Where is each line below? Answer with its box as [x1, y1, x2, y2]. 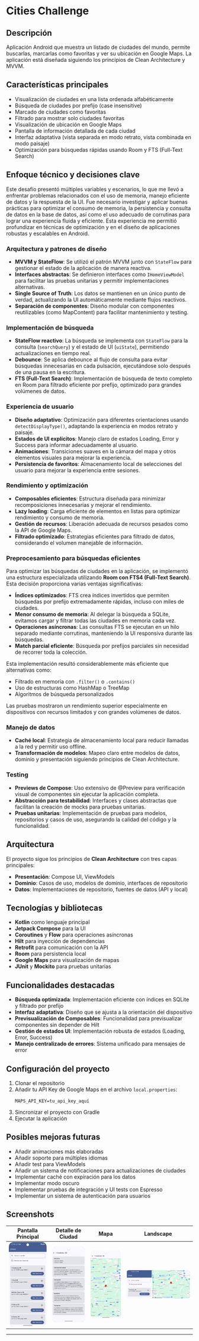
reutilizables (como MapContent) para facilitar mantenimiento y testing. [14, 308, 189, 316]
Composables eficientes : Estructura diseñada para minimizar [14, 495, 166, 502]
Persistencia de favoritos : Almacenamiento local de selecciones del [14, 460, 182, 468]
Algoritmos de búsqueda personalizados [14, 691, 114, 698]
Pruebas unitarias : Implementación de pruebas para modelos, [14, 809, 168, 816]
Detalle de [55, 1227, 82, 1234]
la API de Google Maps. [14, 527, 72, 534]
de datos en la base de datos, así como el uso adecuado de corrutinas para [6, 211, 191, 218]
